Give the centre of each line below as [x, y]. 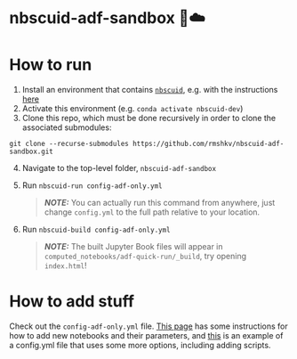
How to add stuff [72, 302]
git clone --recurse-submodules [69, 144]
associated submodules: [67, 127]
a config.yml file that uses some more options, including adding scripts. [140, 346]
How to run [51, 65]
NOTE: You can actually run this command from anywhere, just [160, 203]
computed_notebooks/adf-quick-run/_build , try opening [145, 257]
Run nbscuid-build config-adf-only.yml [96, 230]
